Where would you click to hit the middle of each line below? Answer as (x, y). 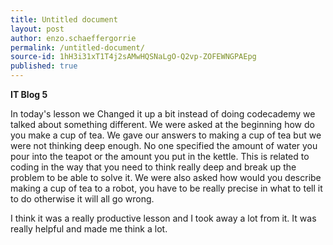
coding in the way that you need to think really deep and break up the (153, 167)
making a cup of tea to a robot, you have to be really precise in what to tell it (166, 188)
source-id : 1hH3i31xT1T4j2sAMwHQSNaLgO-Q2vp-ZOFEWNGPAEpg (133, 57)
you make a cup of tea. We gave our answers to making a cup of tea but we (166, 135)
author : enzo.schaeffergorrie (73, 38)
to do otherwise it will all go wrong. (82, 199)
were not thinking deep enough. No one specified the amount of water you (164, 145)
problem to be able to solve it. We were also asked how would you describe (166, 177)
